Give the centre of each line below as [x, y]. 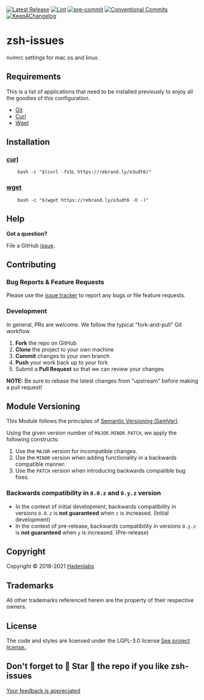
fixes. [22, 477]
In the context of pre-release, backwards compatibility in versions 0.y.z [106, 526]
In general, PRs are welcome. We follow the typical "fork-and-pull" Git [94, 325]
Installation [28, 142]
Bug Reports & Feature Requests [55, 282]
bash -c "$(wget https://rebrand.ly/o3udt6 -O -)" [83, 200]
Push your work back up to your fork [61, 362]
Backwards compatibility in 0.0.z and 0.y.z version [84, 493]
